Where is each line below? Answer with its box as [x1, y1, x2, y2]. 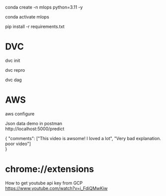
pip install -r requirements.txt [5, 23, 65, 29]
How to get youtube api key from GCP [5, 180, 83, 186]
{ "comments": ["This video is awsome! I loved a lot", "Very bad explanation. [5, 135, 162, 141]
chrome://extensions [5, 164, 94, 175]
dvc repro [5, 67, 25, 73]
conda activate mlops [5, 14, 50, 19]
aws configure [5, 111, 35, 117]
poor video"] [5, 141, 31, 147]
